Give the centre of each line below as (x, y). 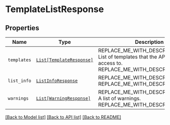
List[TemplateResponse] (65, 60)
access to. (110, 63)
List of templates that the (127, 57)
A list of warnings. (119, 98)
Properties (22, 28)
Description (149, 42)
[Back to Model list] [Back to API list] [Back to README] (63, 117)
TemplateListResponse (55, 9)
